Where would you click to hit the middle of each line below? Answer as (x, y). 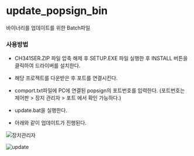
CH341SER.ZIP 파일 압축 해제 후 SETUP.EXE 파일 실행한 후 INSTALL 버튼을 (101, 58)
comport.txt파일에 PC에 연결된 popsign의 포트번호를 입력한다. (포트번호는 (100, 91)
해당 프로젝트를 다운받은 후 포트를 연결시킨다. (66, 78)
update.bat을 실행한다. (41, 110)
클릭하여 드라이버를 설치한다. (47, 66)
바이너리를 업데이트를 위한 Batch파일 (48, 28)
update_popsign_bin (57, 11)
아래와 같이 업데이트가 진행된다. (50, 123)
